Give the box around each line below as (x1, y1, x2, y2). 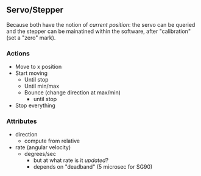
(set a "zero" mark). (6, 33, 56, 41)
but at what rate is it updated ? (33, 157, 108, 164)
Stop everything (15, 102, 56, 109)
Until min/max (24, 82, 60, 90)
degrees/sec (24, 150, 57, 158)
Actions (6, 49, 30, 57)
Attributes (6, 117, 37, 125)
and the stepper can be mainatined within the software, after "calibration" (6, 27, 191, 35)
